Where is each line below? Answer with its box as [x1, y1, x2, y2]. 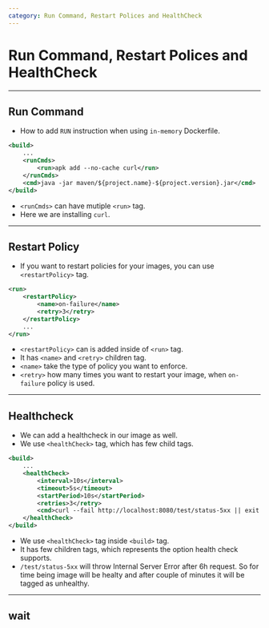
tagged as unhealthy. [19, 578, 90, 588]
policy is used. [46, 378, 95, 388]
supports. [19, 554, 52, 562]
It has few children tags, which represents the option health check [19, 545, 239, 554]
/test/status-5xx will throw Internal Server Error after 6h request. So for [19, 562, 259, 571]
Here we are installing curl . [19, 209, 110, 219]
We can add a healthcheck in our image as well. [19, 430, 178, 441]
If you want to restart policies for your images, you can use [19, 261, 215, 271]
